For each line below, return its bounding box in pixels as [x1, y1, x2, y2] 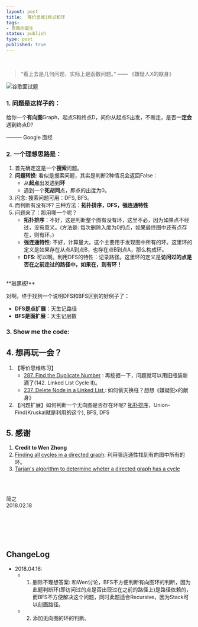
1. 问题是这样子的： [6, 99, 61, 107]
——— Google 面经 [6, 134, 53, 141]
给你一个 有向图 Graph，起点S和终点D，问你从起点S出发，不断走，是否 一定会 [6, 114, 192, 121]
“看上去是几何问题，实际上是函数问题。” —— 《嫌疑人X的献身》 [20, 70, 174, 77]
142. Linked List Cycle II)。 [35, 379, 100, 386]
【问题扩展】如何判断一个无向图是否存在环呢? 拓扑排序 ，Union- [14, 402, 171, 409]
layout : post [6, 8, 38, 15]
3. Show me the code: [6, 327, 70, 336]
